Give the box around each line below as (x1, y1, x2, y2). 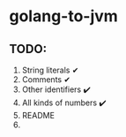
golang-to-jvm (9, 6, 119, 27)
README (21, 110, 56, 120)
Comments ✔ (21, 74, 70, 85)
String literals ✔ (21, 65, 79, 75)
